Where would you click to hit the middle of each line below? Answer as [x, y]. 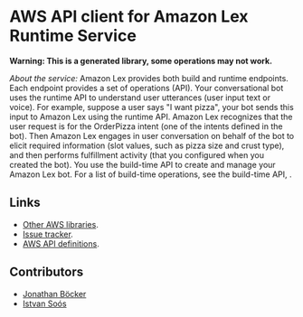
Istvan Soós [44, 303]
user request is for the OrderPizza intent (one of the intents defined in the [146, 126]
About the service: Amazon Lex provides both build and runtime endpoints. [149, 78]
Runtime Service [73, 36]
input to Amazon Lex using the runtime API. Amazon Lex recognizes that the [151, 117]
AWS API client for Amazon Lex [129, 17]
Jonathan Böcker [54, 294]
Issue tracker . [48, 234]
